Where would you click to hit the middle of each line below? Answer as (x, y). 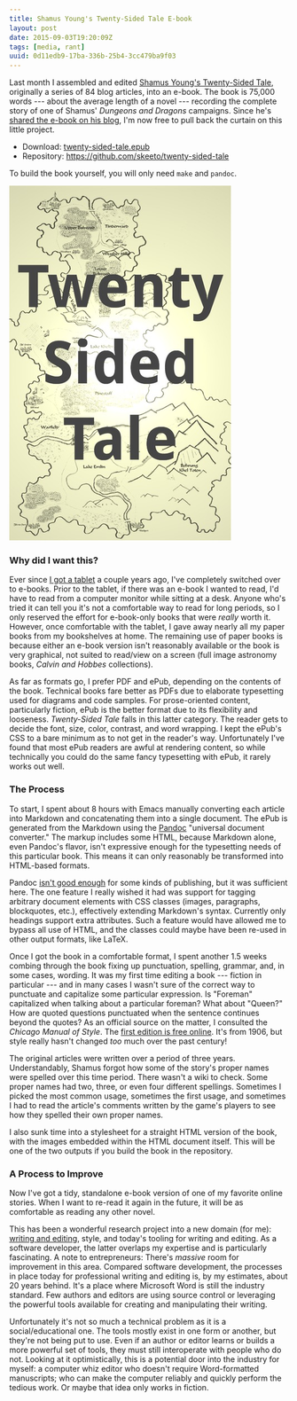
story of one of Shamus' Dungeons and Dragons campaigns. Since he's (141, 111)
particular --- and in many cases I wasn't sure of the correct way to (132, 984)
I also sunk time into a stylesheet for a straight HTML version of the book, (143, 1131)
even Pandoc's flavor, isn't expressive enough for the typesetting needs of (145, 846)
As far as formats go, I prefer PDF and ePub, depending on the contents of (145, 682)
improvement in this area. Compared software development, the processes (146, 1267)
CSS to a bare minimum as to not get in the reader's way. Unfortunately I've (147, 738)
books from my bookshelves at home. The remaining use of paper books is (146, 636)
